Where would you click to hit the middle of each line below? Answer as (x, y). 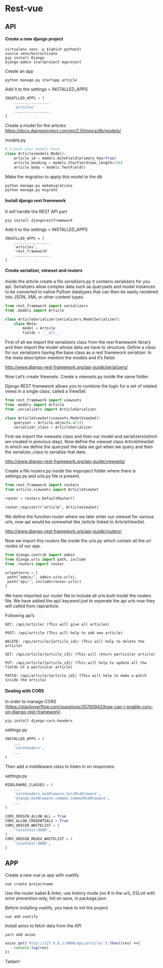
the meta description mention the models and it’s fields (60, 358)
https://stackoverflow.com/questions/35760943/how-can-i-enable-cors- (80, 707)
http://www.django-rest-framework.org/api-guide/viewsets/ (65, 461)
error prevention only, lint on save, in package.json (56, 898)
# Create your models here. (34, 149)
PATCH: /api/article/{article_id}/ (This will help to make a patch (76, 676)
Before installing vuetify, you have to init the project (57, 907)
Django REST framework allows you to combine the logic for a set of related (81, 386)
